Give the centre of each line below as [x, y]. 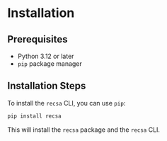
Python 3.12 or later [46, 56]
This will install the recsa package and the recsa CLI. [84, 130]
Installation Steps [47, 86]
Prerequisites [38, 39]
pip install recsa [34, 116]
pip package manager [50, 64]
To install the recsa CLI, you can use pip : [67, 103]
